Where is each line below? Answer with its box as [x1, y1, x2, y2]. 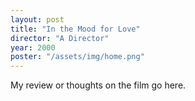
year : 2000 [10, 42, 56, 53]
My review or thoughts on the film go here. [10, 79, 187, 91]
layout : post [10, 14, 65, 25]
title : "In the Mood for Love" [10, 24, 141, 34]
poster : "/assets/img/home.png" [10, 52, 145, 62]
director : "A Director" [10, 33, 110, 43]
